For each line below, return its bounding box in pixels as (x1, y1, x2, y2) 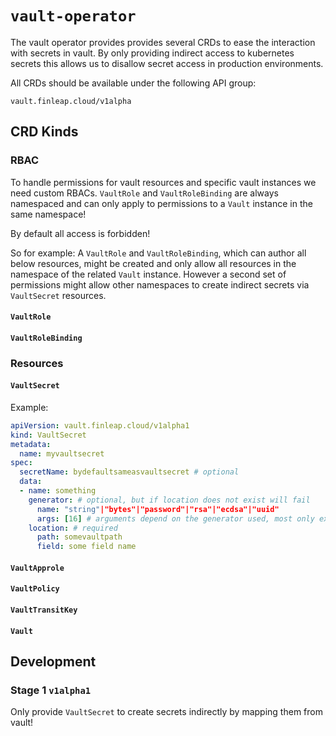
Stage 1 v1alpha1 (10, 683, 92, 697)
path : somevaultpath (36, 532, 123, 542)
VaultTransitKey (10, 605, 78, 615)
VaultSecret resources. (10, 289, 107, 301)
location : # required (28, 523, 118, 533)
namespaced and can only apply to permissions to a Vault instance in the (10, 197, 313, 209)
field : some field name (36, 542, 137, 552)
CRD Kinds (10, 123, 79, 141)
